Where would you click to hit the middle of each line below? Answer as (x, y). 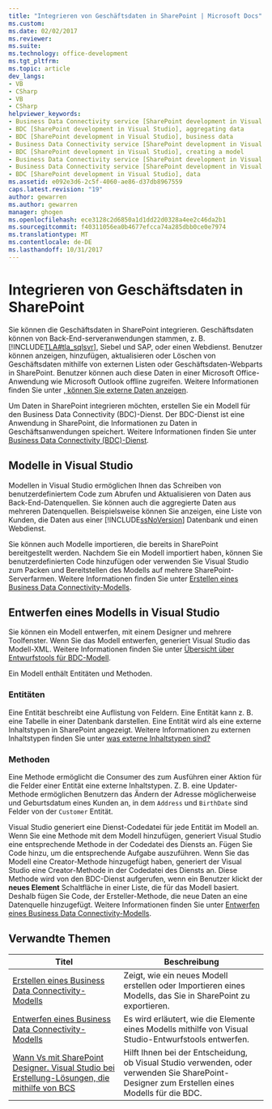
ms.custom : (27, 24)
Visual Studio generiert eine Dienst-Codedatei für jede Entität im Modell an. (134, 827)
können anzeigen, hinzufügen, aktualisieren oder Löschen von (112, 355)
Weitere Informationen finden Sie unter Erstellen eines (148, 578)
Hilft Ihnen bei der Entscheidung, (186, 1052)
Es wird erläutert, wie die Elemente (189, 1019)
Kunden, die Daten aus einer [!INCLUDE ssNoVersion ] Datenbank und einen (133, 519)
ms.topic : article (39, 69)
